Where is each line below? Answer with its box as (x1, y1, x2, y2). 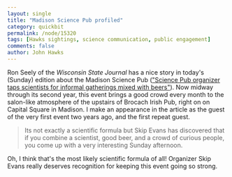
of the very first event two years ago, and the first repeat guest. (7, 112, 191, 121)
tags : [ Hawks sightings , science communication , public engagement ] (7, 36, 211, 43)
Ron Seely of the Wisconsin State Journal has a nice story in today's (7, 68, 205, 77)
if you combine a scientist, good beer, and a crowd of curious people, (24, 133, 225, 141)
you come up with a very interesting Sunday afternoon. (24, 141, 183, 149)
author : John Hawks (7, 49, 64, 56)
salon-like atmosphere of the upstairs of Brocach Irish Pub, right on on (7, 98, 210, 106)
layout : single (7, 10, 52, 17)
